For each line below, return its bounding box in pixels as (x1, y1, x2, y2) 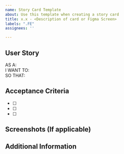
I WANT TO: (5, 67, 30, 73)
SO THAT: (5, 72, 26, 78)
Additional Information (5, 142, 77, 151)
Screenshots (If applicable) (5, 125, 91, 134)
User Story (5, 48, 39, 57)
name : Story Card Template (5, 7, 61, 12)
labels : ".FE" (5, 21, 35, 26)
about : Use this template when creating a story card (5, 12, 120, 17)
